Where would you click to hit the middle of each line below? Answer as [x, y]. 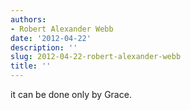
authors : [28, 19]
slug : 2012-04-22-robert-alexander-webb [96, 57]
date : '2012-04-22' [51, 38]
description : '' [44, 47]
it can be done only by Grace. [71, 94]
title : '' [31, 66]
